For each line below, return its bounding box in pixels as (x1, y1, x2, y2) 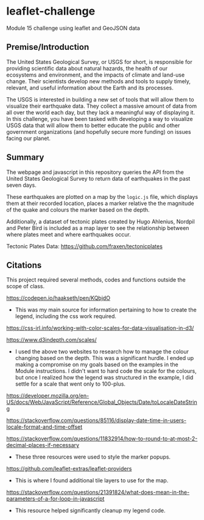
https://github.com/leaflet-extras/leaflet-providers (6, 465, 132, 473)
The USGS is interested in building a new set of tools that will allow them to (6, 95, 194, 103)
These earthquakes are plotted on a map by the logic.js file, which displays (6, 193, 199, 200)
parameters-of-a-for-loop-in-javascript (6, 495, 105, 502)
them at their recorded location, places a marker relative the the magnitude (6, 199, 194, 207)
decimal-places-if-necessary (6, 442, 80, 449)
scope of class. (6, 283, 45, 290)
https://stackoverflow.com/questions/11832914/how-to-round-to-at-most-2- (6, 435, 198, 442)
